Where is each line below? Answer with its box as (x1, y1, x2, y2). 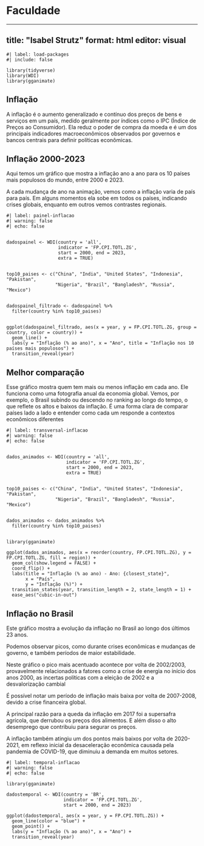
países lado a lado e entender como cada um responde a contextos (6, 409, 175, 416)
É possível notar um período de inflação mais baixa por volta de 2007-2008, (6, 692, 197, 699)
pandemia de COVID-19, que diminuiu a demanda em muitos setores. (6, 748, 179, 755)
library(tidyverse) (6, 67, 56, 73)
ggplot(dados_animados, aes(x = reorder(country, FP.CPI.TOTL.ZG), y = (6, 550, 191, 556)
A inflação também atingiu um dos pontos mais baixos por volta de (6, 735, 173, 742)
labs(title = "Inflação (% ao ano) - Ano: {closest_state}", (12, 571, 170, 577)
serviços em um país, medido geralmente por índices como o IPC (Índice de (6, 117, 196, 124)
